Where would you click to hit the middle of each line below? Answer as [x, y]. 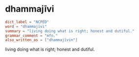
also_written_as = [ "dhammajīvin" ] [41, 40]
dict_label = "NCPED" [27, 22]
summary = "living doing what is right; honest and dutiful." [70, 31]
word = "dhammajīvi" [26, 26]
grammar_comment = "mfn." [31, 36]
